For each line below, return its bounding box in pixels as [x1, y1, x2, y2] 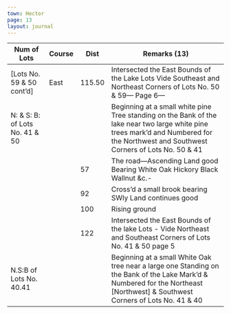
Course [49, 49, 74, 59]
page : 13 [7, 17, 32, 23]
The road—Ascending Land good [111, 156, 219, 166]
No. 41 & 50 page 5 [111, 242, 175, 251]
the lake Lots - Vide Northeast [111, 224, 210, 234]
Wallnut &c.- [111, 174, 153, 183]
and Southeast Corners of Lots [111, 233, 211, 242]
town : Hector [7, 10, 45, 17]
